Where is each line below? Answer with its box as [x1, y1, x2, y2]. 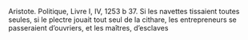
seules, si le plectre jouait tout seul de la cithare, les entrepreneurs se [8, 15, 238, 24]
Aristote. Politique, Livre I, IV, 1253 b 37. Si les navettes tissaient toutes [8, 7, 240, 16]
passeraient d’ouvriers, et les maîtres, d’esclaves [8, 24, 169, 32]
